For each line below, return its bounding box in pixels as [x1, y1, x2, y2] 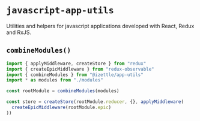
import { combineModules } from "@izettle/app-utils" [6, 71, 144, 78]
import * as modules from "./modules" [6, 77, 103, 83]
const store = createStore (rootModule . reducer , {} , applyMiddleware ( [6, 99, 184, 105]
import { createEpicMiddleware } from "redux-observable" [6, 66, 154, 72]
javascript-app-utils [6, 5, 114, 16]
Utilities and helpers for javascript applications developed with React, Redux [6, 22, 195, 29]
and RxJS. [6, 29, 32, 36]
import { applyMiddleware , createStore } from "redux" [6, 60, 147, 66]
